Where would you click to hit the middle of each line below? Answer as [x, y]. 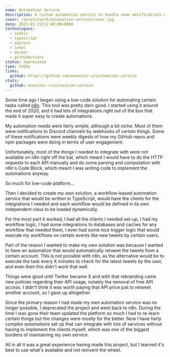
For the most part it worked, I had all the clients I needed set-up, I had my [82, 219]
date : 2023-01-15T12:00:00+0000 [39, 24]
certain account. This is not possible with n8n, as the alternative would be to [85, 256]
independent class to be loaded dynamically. [52, 209]
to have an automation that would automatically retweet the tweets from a [82, 250]
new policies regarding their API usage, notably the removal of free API [79, 281]
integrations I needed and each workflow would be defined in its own [77, 204]
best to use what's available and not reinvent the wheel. [63, 350]
